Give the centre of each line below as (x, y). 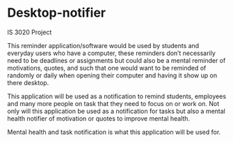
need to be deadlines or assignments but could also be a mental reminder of (116, 60)
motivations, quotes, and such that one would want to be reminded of (107, 68)
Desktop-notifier (57, 13)
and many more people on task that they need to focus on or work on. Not (113, 103)
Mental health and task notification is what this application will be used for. (114, 132)
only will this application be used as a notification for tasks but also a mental (116, 111)
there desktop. (28, 82)
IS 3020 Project (30, 32)
